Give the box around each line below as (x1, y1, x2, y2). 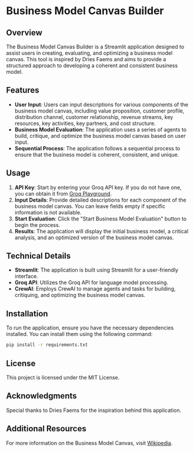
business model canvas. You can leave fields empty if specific (14, 202, 166, 210)
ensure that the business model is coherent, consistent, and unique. (14, 151, 179, 158)
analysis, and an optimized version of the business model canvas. (14, 234, 175, 241)
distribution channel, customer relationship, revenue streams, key (14, 113, 173, 120)
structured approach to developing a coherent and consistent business (6, 62, 178, 69)
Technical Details (6, 251, 71, 261)
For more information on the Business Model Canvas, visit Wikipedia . (6, 439, 173, 446)
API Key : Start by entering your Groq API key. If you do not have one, (14, 184, 182, 191)
